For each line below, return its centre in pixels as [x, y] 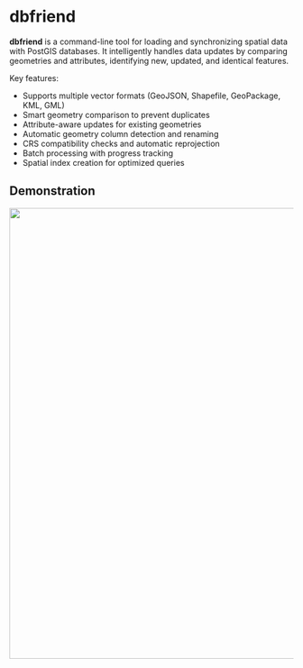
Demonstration [53, 191]
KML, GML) [43, 105]
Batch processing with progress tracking [98, 153]
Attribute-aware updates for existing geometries [112, 124]
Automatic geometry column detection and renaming [120, 133]
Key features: [34, 78]
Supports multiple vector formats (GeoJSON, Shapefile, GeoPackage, [151, 96]
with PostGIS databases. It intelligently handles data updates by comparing [149, 50]
